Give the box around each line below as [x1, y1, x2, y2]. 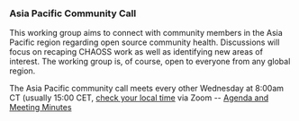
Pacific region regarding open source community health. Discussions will [9, 37, 280, 48]
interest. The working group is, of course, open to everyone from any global [9, 56, 291, 67]
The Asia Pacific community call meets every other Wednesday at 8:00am [9, 83, 285, 94]
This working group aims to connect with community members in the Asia [9, 28, 284, 39]
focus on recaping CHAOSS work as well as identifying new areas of [9, 47, 264, 57]
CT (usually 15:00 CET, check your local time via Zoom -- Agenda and [9, 92, 269, 103]
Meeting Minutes [9, 102, 72, 113]
